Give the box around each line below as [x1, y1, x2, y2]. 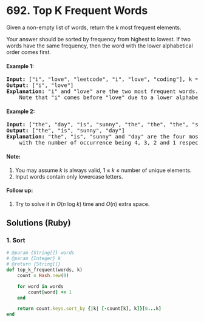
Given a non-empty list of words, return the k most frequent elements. [6, 24, 182, 31]
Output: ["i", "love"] [6, 82, 74, 89]
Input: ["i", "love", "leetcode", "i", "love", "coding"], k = [6, 76, 199, 83]
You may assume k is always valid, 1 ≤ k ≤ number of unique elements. [15, 166, 192, 174]
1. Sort [6, 236, 25, 245]
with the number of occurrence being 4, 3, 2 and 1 [19, 139, 176, 146]
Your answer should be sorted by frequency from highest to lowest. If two [6, 35, 191, 43]
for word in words [17, 283, 64, 289]
